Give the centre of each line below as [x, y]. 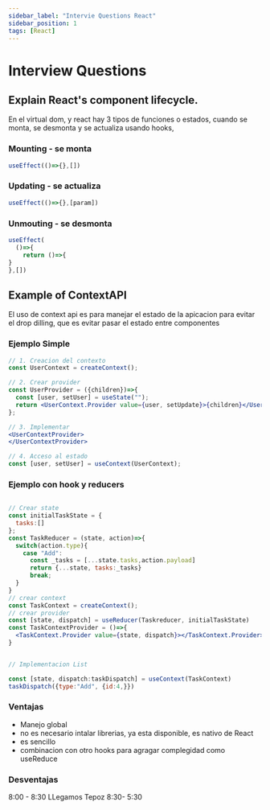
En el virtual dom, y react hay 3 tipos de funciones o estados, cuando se [128, 119]
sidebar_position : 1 [43, 23]
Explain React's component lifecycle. [103, 100]
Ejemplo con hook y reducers [66, 484]
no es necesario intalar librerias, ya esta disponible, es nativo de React [137, 733]
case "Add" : [43, 553]
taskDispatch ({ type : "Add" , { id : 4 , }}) [72, 686]
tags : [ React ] [32, 31]
